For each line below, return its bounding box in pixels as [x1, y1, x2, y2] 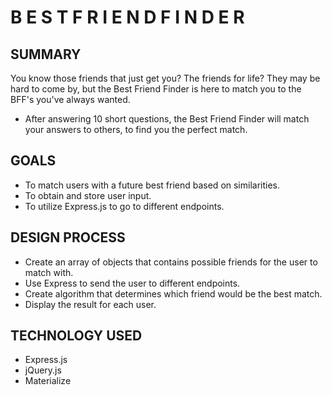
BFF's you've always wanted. [10, 94, 131, 105]
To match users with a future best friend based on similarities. [24, 179, 281, 191]
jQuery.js [24, 364, 62, 376]
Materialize [24, 375, 72, 387]
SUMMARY [10, 46, 82, 63]
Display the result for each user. [24, 298, 157, 310]
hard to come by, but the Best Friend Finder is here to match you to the [10, 83, 302, 95]
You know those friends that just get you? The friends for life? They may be [10, 72, 321, 84]
